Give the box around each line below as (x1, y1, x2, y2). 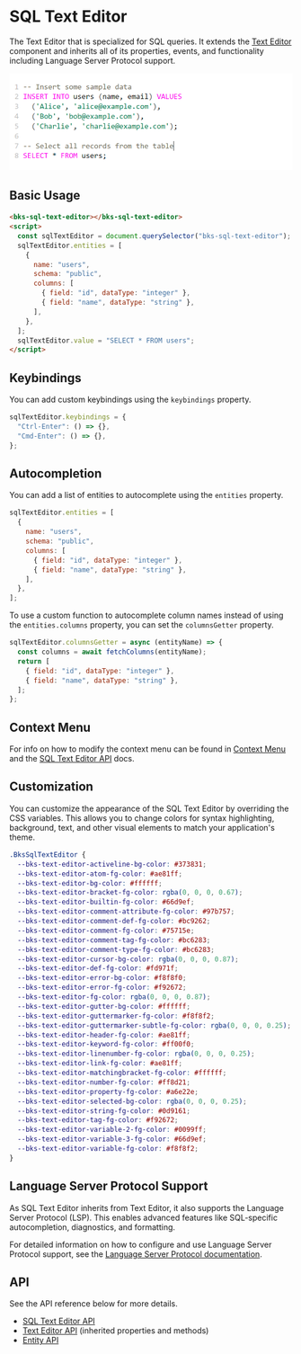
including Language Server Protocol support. (9, 55, 176, 66)
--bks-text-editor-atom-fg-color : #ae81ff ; (17, 869, 182, 878)
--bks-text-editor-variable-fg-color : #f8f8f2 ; (17, 1145, 199, 1154)
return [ (17, 656, 50, 666)
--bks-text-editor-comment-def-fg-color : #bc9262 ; (17, 917, 211, 926)
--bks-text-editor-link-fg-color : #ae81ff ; (17, 1059, 182, 1068)
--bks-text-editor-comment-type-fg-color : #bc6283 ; (17, 945, 216, 954)
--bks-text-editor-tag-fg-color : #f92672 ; (17, 1116, 179, 1125)
